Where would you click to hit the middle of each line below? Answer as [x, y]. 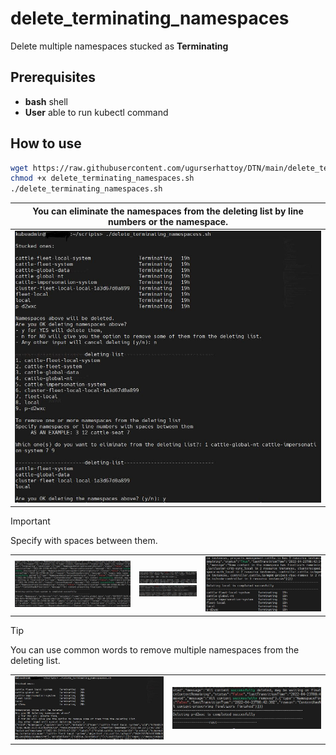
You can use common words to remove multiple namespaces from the [155, 649]
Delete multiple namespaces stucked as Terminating [119, 46]
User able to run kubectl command [96, 112]
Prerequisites [53, 77]
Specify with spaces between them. [84, 541]
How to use [46, 143]
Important [30, 521]
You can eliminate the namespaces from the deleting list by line [168, 211]
